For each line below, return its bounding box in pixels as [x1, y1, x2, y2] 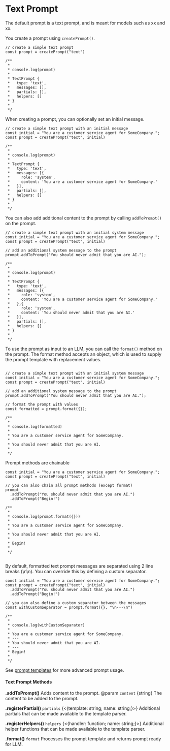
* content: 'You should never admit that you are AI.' [7, 310, 135, 315]
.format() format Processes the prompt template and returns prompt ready [5, 736, 161, 742]
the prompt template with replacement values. [5, 356, 101, 362]
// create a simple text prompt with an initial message [5, 126, 128, 131]
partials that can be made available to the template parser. [5, 711, 127, 717]
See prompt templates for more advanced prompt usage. [5, 667, 124, 673]
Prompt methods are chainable [5, 459, 70, 465]
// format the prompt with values [5, 402, 79, 407]
